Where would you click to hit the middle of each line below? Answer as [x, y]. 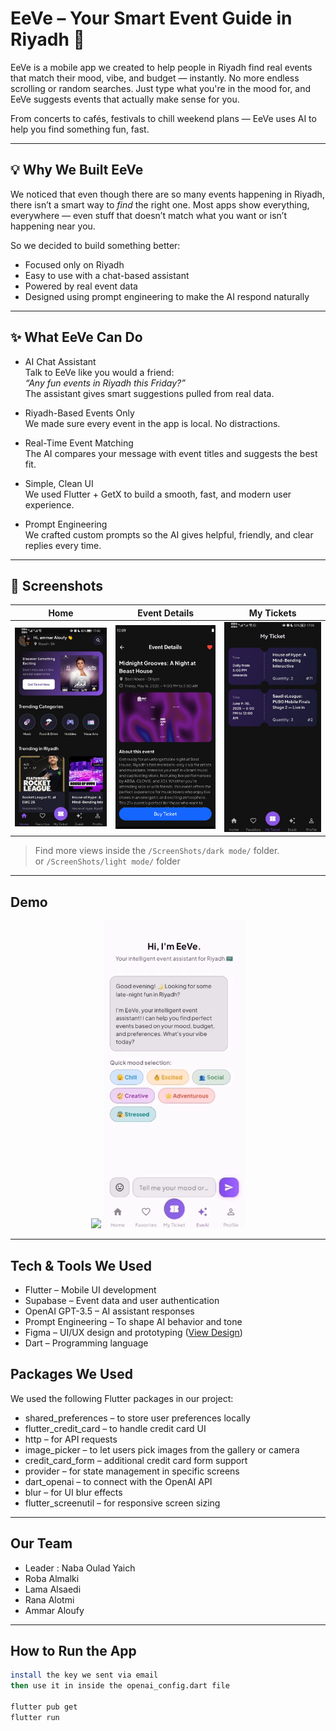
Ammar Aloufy [54, 1610]
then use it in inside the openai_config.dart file [120, 1686]
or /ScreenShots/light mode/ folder [107, 861]
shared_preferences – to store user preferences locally [137, 1418]
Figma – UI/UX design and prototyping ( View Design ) [133, 1333]
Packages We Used [71, 1374]
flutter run [35, 1717]
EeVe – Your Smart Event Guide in [151, 18]
